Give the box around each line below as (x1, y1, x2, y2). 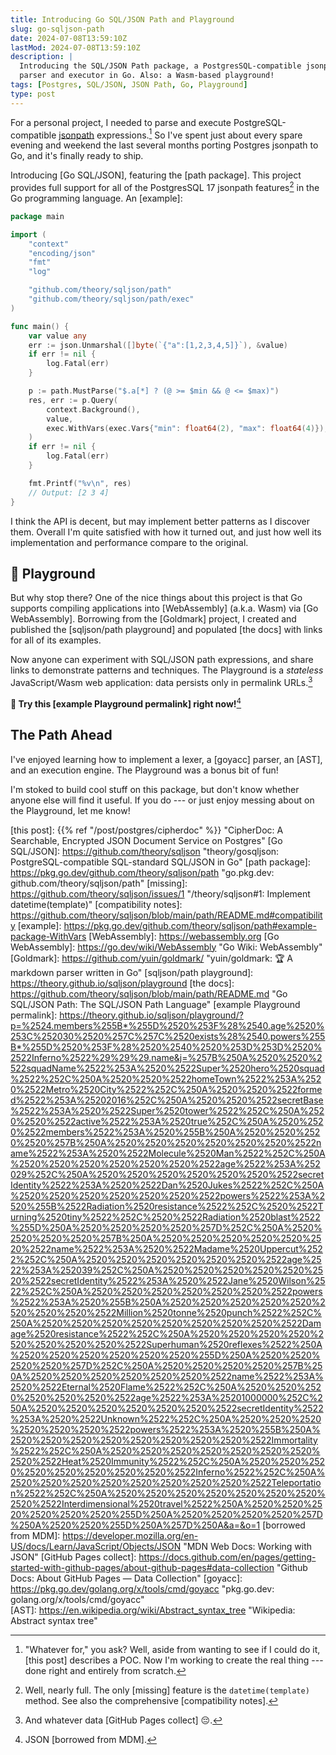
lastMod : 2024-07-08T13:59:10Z (10, 42, 141, 53)
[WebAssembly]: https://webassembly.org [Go (88, 930, 280, 942)
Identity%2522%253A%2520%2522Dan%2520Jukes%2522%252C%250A (10, 1179, 325, 1191)
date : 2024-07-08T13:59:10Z (10, 33, 128, 43)
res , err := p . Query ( (28, 395, 118, 405)
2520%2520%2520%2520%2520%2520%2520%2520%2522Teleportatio (10, 1476, 322, 1488)
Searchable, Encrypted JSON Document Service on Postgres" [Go (10, 834, 283, 846)
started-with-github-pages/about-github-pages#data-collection (10, 1561, 275, 1573)
